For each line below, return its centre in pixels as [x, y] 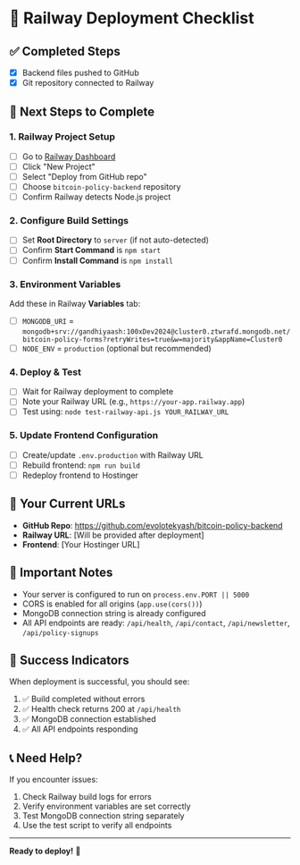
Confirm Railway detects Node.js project [96, 197]
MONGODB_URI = [48, 320]
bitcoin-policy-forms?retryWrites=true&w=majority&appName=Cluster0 [152, 339]
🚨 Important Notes [61, 573]
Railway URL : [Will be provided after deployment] [113, 535]
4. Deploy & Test [46, 372]
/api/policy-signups [60, 633]
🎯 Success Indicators [69, 661]
